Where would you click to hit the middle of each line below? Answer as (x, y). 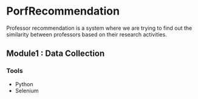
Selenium (27, 90)
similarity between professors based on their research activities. (87, 34)
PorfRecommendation (63, 11)
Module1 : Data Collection (56, 54)
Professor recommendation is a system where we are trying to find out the (99, 28)
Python (24, 84)
